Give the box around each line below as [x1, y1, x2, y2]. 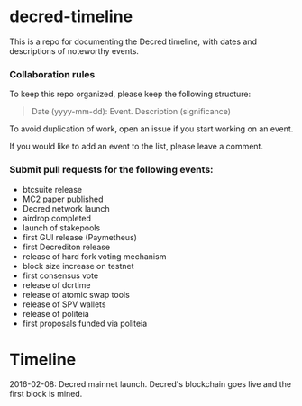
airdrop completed [22, 212, 92, 223]
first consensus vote [22, 270, 99, 281]
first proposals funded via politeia [22, 318, 148, 329]
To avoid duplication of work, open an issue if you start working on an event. [9, 123, 294, 134]
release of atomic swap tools [22, 289, 131, 300]
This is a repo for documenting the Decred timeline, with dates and [9, 36, 257, 47]
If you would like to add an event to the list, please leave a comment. [9, 141, 264, 152]
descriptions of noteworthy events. [9, 45, 140, 56]
